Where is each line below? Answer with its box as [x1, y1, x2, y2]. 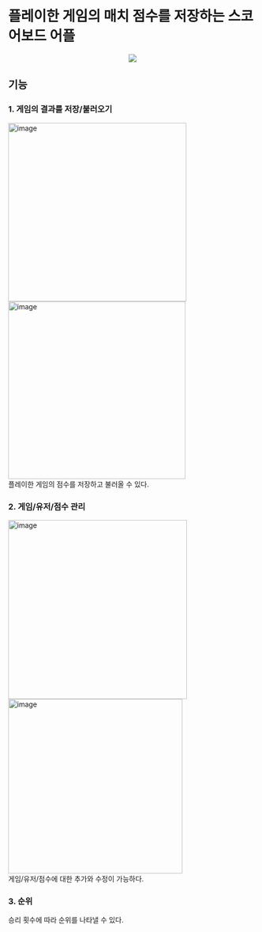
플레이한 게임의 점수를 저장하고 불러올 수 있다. [8, 479, 150, 489]
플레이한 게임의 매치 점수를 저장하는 [8, 7, 225, 25]
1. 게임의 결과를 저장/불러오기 [8, 104, 113, 115]
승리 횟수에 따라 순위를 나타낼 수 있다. [8, 915, 124, 925]
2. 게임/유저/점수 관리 [8, 501, 86, 512]
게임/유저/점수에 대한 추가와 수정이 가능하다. [8, 873, 144, 883]
